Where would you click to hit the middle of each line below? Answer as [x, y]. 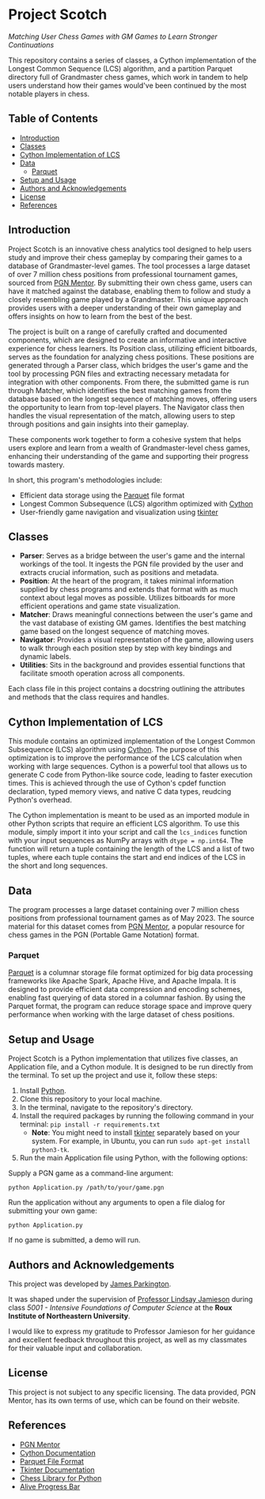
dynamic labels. [45, 657]
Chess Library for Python [61, 1478]
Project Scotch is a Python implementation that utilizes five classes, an [123, 1058]
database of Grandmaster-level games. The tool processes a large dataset [129, 266]
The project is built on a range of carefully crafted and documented [118, 331]
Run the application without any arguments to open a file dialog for [117, 1202]
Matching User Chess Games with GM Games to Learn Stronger [113, 36]
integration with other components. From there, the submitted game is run [129, 382]
